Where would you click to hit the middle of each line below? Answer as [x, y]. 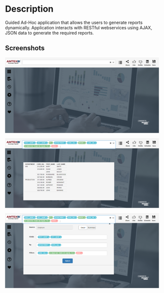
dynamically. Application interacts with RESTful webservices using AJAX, [79, 27]
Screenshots [25, 48]
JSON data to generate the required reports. [50, 33]
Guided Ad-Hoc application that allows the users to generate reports [74, 22]
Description [29, 9]
